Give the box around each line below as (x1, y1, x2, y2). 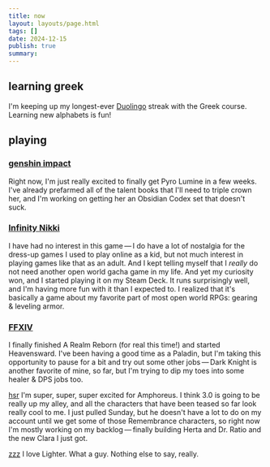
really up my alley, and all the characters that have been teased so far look (8, 399, 257, 409)
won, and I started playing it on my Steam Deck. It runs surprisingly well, (8, 275, 250, 285)
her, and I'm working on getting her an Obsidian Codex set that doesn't (8, 193, 246, 203)
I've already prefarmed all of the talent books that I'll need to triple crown (8, 184, 252, 195)
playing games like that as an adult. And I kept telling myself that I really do (8, 257, 259, 268)
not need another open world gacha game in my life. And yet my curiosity (8, 266, 254, 276)
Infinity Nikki (8, 223, 60, 234)
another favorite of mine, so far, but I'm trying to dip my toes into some (8, 366, 245, 376)
